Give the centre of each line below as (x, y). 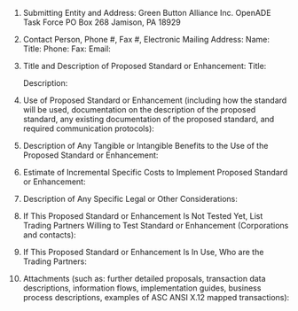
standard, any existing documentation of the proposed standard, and (149, 119)
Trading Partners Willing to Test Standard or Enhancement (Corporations (156, 225)
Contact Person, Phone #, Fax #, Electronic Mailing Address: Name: (146, 39)
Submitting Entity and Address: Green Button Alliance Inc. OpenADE (147, 13)
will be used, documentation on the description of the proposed (139, 109)
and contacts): (49, 235)
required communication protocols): (88, 128)
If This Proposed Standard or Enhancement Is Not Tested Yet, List (143, 216)
